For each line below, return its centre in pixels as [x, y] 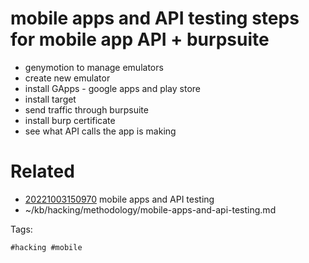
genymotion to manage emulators [94, 67]
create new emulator [67, 78]
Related [42, 171]
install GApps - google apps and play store [112, 88]
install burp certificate [70, 120]
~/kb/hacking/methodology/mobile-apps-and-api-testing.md [150, 209]
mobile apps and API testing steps [155, 18]
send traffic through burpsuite [86, 109]
